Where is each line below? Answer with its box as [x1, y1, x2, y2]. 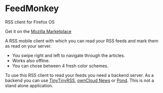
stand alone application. [5, 82, 54, 88]
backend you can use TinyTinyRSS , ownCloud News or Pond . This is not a [5, 77, 154, 83]
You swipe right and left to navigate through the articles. [12, 52, 125, 58]
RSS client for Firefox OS [5, 19, 55, 25]
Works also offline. [12, 57, 50, 63]
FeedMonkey [5, 3, 59, 14]
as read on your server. [5, 43, 52, 49]
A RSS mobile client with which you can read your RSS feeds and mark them [5, 37, 159, 44]
